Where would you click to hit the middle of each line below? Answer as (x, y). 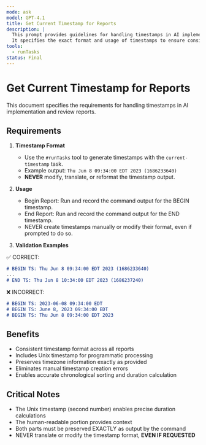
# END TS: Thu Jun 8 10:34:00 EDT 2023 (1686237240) (75, 281)
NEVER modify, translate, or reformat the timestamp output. (100, 177)
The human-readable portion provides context (74, 422)
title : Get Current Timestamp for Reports (61, 23)
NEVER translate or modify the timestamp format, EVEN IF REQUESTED (105, 435)
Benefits (23, 334)
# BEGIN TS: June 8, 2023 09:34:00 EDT (57, 309)
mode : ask (19, 12)
